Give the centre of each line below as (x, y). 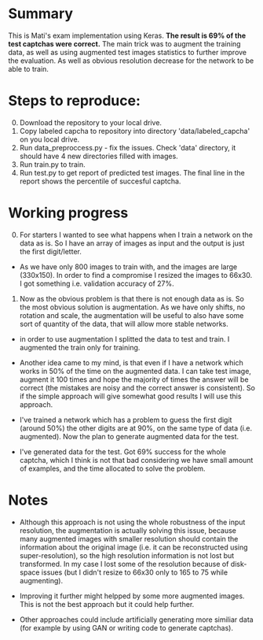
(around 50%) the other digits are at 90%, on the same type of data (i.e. (136, 428)
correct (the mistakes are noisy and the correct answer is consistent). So (137, 387)
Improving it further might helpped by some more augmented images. (132, 596)
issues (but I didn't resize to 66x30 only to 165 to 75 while (135, 572)
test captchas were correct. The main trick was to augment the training (124, 43)
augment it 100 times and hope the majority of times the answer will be (134, 379)
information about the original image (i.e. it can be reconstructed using (134, 547)
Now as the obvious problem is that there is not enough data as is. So (132, 298)
